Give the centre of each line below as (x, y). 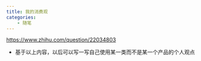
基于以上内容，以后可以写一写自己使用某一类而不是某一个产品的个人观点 (105, 52)
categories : (21, 17)
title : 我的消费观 (27, 12)
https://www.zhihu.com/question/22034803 (61, 40)
